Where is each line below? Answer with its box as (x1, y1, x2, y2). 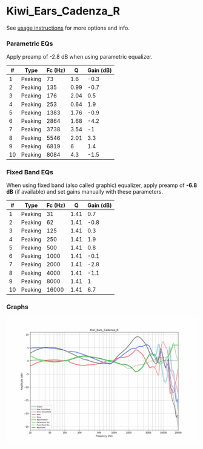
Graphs (6, 303, 28, 311)
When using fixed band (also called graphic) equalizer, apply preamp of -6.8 (6, 182, 198, 189)
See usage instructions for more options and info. (6, 24, 130, 31)
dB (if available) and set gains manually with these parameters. (6, 188, 164, 195)
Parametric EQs (6, 39, 53, 48)
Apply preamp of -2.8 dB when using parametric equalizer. (6, 53, 153, 61)
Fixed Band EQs (6, 168, 53, 176)
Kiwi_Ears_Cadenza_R (6, 4, 120, 18)
